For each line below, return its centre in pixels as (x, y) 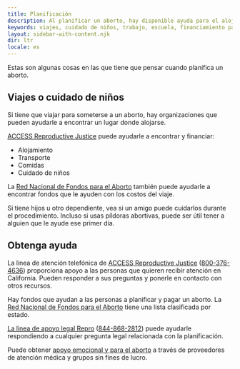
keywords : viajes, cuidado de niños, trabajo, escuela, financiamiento (116, 27)
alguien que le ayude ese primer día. (61, 223)
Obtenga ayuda (42, 246)
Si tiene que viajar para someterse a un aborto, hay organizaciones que (112, 114)
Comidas (31, 165)
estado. (19, 314)
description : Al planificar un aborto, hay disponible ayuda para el (113, 21)
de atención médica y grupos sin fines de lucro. (77, 357)
